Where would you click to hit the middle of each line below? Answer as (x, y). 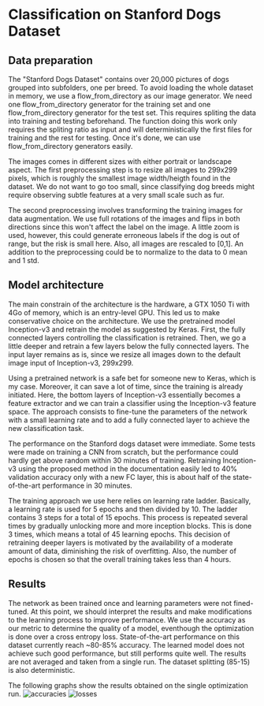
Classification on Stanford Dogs (115, 15)
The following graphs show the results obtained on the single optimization (128, 685)
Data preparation (50, 60)
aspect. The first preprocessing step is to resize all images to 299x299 (123, 170)
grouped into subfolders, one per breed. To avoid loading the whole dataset (131, 87)
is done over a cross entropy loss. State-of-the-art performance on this (124, 637)
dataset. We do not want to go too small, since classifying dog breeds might (131, 186)
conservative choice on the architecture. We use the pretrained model (122, 321)
